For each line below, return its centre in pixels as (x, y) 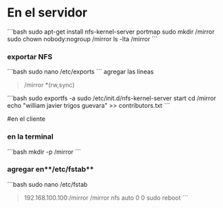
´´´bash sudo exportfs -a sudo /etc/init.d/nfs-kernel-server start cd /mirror (112, 98)
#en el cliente (26, 119)
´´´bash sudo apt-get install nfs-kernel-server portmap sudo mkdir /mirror (111, 32)
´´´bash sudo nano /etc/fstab (47, 184)
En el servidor (47, 13)
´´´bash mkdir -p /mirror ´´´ (44, 152)
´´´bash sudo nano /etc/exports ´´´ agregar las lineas (81, 72)
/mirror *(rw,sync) (49, 85)
